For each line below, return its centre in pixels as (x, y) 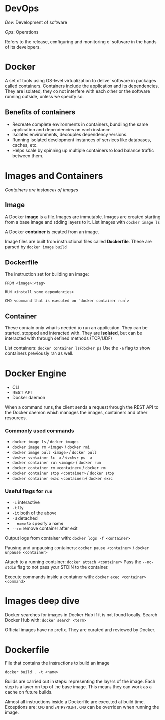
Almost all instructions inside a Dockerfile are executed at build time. (75, 702)
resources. (16, 418)
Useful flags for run (29, 491)
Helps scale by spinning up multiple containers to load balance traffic (83, 150)
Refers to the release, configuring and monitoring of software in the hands (81, 41)
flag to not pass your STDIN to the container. (63, 567)
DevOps (22, 9)
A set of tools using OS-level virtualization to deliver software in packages (81, 80)
